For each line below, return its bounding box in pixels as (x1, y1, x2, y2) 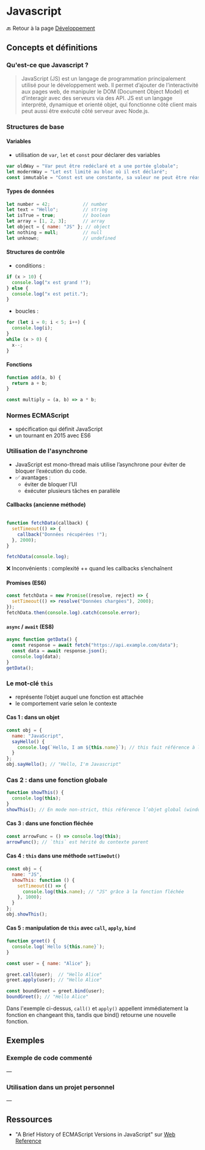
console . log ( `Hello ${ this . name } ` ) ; (12, 944, 105, 950)
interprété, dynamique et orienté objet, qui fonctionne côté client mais (21, 101, 197, 108)
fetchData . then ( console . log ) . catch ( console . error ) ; (6, 610, 140, 616)
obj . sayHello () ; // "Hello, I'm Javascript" (6, 762, 121, 768)
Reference (15, 1137, 41, 1145)
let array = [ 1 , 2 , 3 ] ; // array (6, 218, 105, 224)
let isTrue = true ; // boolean (6, 213, 111, 219)
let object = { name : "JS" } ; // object (6, 224, 111, 230)
